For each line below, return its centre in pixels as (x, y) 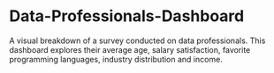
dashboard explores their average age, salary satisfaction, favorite (130, 49)
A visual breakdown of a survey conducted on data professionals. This (137, 40)
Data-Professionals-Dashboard (127, 16)
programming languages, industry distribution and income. (116, 59)
